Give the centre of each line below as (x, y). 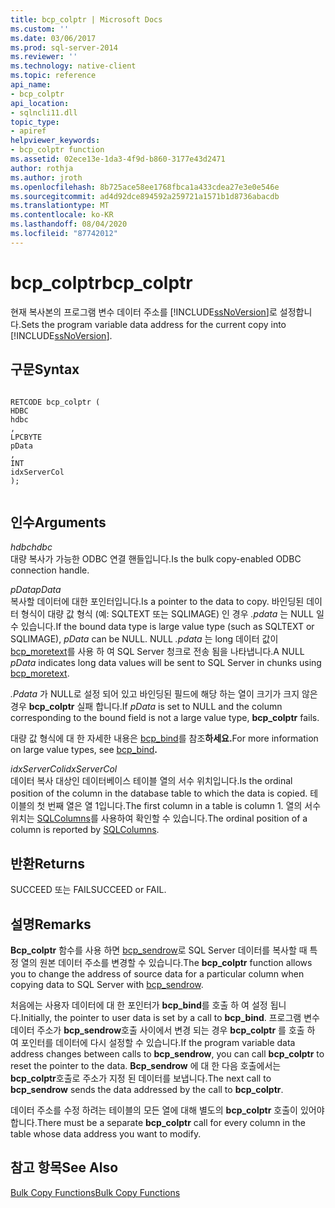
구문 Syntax (45, 369)
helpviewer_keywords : (55, 141)
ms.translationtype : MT (60, 206)
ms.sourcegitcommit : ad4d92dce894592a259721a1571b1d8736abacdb (145, 196)
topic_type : (35, 122)
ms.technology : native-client (73, 66)
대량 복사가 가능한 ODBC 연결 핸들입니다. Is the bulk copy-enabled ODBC (156, 559)
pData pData (36, 590)
